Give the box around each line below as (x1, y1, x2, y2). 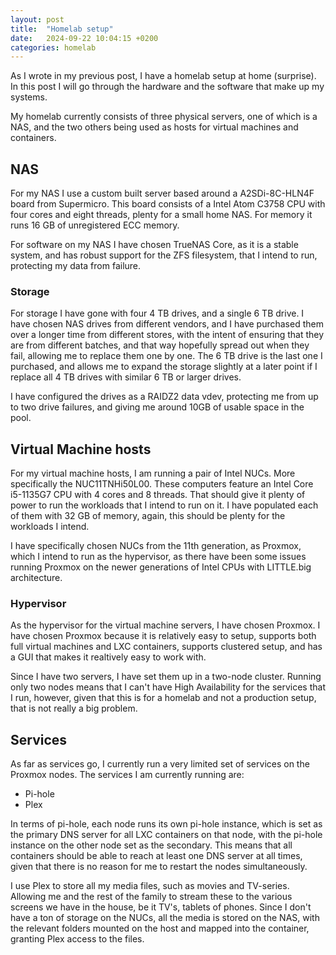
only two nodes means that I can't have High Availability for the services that (10, 681, 326, 693)
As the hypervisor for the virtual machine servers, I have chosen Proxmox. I (10, 619, 321, 631)
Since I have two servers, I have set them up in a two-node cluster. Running (10, 671, 322, 683)
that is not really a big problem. (10, 702, 138, 715)
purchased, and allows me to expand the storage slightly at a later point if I (10, 361, 318, 373)
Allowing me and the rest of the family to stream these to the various (10, 891, 293, 903)
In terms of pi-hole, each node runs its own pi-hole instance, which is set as (10, 818, 323, 830)
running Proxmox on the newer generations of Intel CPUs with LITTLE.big (10, 561, 312, 573)
